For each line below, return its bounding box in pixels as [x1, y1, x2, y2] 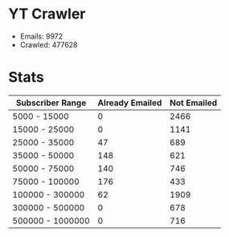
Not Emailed [170, 97, 218, 108]
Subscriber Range [15, 97, 87, 108]
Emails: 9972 [19, 31, 63, 41]
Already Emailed [97, 97, 162, 108]
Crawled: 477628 [19, 39, 78, 49]
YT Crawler [8, 5, 86, 23]
